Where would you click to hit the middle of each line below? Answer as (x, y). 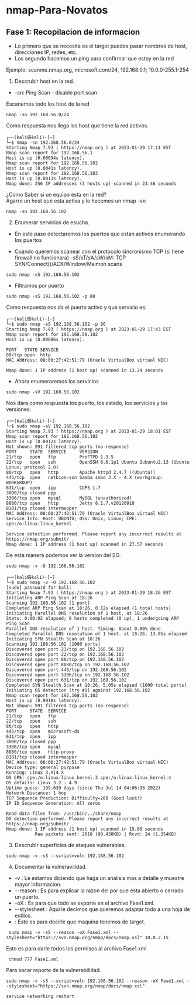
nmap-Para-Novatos (57, 10)
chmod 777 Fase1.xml (34, 959)
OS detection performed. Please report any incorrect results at (87, 819)
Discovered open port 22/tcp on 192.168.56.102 (65, 655)
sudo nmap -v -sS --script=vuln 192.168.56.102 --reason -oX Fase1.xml (95, 981)
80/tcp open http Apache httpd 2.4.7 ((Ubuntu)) (81, 473)
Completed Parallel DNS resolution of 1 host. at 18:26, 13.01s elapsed (97, 634)
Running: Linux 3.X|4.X (35, 773)
